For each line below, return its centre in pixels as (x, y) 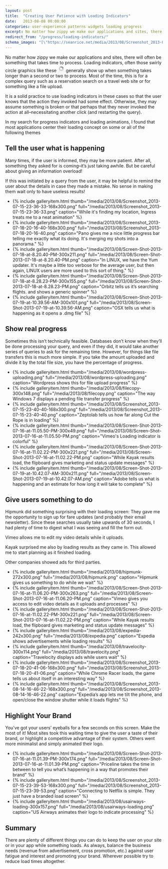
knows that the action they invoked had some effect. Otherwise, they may (81, 101)
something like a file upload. (34, 86)
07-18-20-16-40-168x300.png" (44, 228)
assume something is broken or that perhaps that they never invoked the (80, 107)
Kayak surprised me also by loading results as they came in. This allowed (80, 547)
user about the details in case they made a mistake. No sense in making (79, 186)
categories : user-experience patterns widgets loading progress (73, 27)
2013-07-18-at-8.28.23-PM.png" (46, 286)
